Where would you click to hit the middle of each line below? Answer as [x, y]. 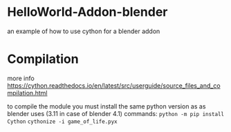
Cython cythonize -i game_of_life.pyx [62, 122]
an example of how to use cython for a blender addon [84, 31]
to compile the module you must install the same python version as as [107, 106]
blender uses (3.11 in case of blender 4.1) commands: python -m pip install [116, 113]
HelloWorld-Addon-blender [87, 12]
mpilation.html [27, 93]
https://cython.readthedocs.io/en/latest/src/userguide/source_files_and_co [114, 85]
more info [21, 78]
